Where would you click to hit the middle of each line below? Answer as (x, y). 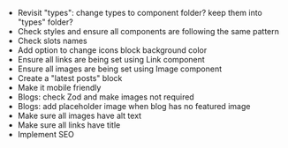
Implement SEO (46, 134)
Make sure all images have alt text (80, 115)
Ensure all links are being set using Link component (111, 59)
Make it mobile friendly (59, 88)
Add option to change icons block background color (112, 50)
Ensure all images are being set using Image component (120, 69)
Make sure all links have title (69, 125)
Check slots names (52, 41)
